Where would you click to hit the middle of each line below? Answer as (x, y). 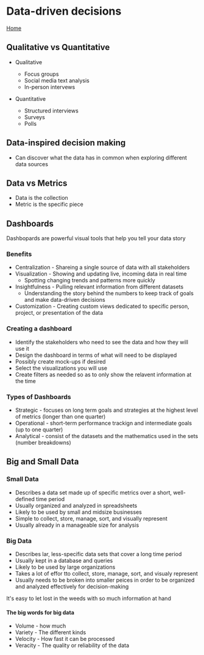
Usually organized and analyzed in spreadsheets (76, 505)
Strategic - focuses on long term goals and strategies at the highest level (107, 410)
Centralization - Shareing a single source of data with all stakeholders (102, 268)
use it (22, 348)
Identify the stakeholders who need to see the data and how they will (102, 342)
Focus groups (41, 74)
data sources (32, 164)
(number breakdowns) (43, 443)
